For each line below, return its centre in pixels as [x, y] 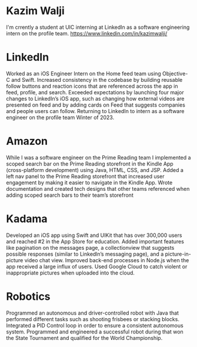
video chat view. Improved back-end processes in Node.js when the [107, 260]
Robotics [29, 296]
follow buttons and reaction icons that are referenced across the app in [92, 86]
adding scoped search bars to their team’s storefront [70, 195]
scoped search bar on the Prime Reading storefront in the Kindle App [90, 164]
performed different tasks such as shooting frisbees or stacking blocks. [93, 319]
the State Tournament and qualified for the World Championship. [84, 338]
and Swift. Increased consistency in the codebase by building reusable [97, 80]
